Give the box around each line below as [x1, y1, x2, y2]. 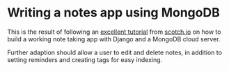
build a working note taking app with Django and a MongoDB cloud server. [7, 34, 221, 43]
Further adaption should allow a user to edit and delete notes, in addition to [7, 48, 223, 57]
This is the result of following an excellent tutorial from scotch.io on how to [7, 28, 221, 36]
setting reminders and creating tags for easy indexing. [7, 55, 163, 63]
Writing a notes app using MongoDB [7, 5, 221, 21]
